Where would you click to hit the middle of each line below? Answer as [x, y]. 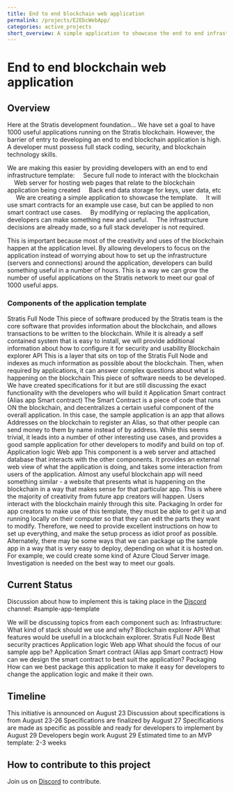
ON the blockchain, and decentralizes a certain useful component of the [111, 407]
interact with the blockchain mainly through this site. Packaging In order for [115, 503]
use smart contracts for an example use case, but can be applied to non [110, 205]
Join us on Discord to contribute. [54, 781]
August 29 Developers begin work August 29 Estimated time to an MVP [110, 736]
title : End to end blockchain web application [76, 14]
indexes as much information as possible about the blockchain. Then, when [116, 363]
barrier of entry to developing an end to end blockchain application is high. [114, 139]
